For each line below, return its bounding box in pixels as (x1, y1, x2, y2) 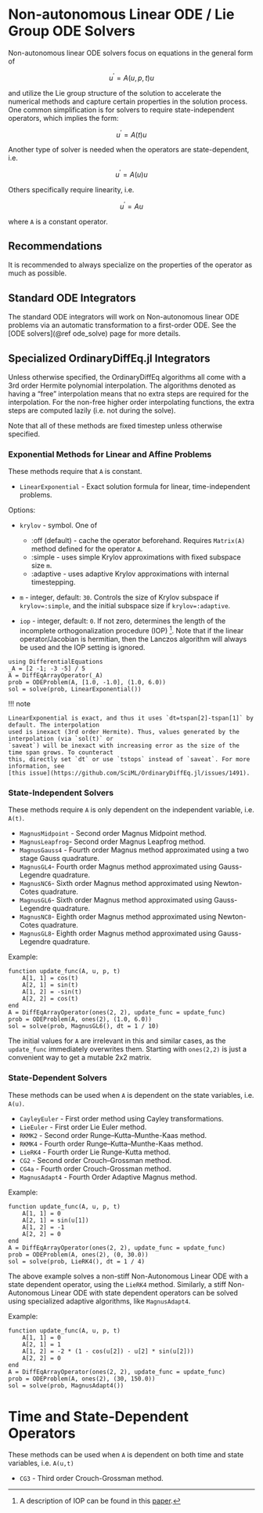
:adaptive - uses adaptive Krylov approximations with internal (31, 569, 229, 578)
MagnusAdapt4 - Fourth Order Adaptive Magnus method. (19, 1172, 197, 1182)
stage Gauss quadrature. (19, 854, 100, 863)
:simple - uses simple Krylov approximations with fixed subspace (31, 552, 241, 562)
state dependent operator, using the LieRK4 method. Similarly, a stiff (8, 1279, 227, 1289)
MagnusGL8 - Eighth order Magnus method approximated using (19, 928, 217, 939)
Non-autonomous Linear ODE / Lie (8, 5, 235, 24)
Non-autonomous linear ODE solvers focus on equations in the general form (8, 48, 254, 57)
